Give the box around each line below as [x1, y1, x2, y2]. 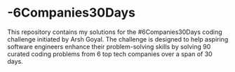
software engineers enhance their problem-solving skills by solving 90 [7, 42, 211, 51]
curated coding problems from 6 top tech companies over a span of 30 [7, 50, 213, 58]
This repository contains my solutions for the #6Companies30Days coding [7, 28, 222, 36]
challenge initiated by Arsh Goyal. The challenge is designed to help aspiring [7, 35, 229, 43]
